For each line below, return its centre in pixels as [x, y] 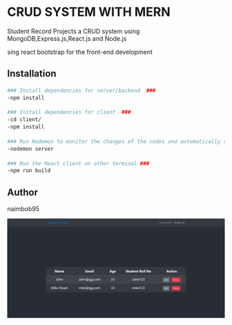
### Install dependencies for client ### [69, 112]
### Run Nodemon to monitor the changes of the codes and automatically [114, 141]
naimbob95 [23, 209]
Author [22, 192]
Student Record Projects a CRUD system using [74, 31]
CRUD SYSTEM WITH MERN [89, 12]
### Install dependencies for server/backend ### [81, 91]
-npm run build [29, 171]
